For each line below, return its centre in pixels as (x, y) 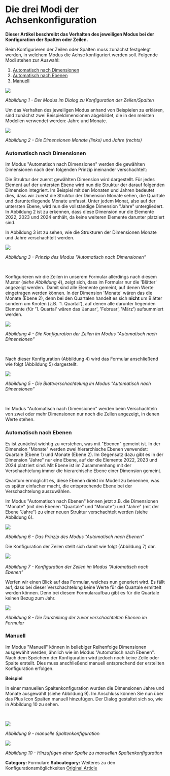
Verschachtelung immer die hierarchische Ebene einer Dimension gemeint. (83, 471)
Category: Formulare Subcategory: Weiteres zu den (60, 762)
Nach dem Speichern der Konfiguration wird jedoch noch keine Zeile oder (82, 657)
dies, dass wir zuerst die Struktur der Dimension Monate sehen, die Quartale (85, 196)
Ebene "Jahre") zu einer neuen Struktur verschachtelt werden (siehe (77, 512)
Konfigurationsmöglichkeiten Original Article (51, 768)
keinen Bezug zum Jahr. (30, 598)
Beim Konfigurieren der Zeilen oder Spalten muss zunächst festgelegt (78, 49)
